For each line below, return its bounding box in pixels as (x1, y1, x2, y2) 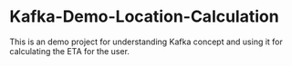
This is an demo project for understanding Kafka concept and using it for (9, 36, 283, 47)
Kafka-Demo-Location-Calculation (9, 6, 280, 27)
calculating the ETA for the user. (9, 45, 130, 56)
